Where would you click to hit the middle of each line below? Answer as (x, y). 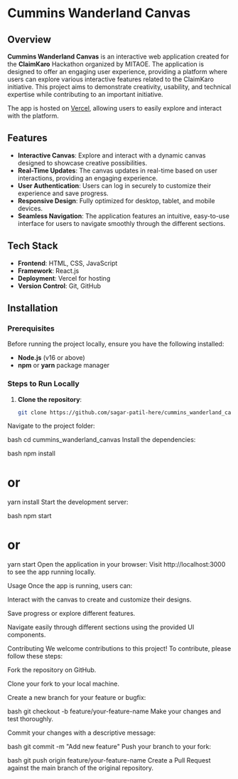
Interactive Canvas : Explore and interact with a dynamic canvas (112, 155)
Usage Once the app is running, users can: (70, 586)
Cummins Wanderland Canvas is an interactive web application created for (118, 56)
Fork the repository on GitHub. (52, 670)
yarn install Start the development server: (68, 502)
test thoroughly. (31, 719)
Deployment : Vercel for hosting (64, 278)
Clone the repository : (50, 399)
